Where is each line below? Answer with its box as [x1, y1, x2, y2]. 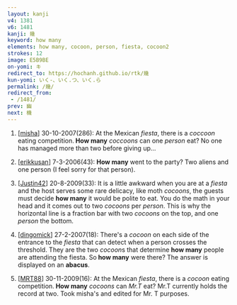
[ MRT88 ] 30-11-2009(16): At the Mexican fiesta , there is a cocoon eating [17, 274, 230, 282]
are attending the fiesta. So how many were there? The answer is [17, 253, 209, 261]
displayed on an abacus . [17, 260, 90, 269]
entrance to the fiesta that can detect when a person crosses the [17, 238, 207, 246]
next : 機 [7, 109, 32, 116]
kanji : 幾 [7, 30, 35, 38]
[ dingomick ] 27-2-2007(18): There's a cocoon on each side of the [17, 230, 209, 238]
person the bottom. [17, 216, 74, 225]
